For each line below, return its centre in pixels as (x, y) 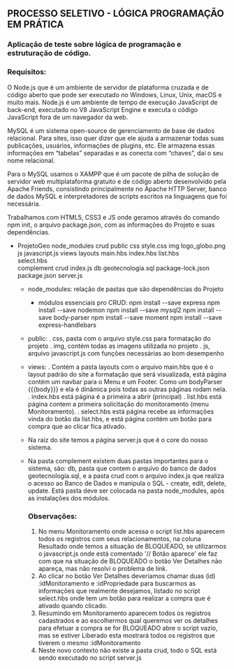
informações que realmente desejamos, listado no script (119, 591)
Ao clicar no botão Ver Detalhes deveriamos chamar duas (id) (127, 576)
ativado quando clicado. (73, 605)
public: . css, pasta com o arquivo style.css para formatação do (119, 338)
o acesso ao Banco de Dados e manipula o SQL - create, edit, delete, (127, 483)
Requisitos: (27, 72)
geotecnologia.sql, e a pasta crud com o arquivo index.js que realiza (126, 476)
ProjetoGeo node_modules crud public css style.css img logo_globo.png (121, 246)
